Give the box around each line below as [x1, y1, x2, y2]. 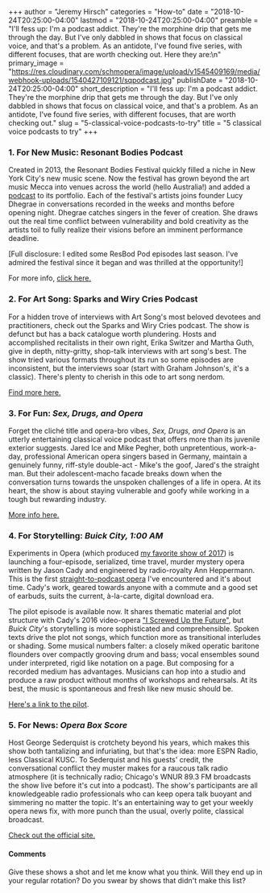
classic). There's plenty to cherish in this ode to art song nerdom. [8, 372, 226, 381]
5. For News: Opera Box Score [8, 720, 127, 731]
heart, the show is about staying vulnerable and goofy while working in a [8, 485, 250, 495]
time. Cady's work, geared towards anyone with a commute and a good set [8, 583, 258, 592]
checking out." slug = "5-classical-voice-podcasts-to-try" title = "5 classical [8, 118, 262, 127]
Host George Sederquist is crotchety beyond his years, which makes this [8, 737, 250, 748]
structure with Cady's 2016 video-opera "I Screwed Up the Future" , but [8, 616, 244, 625]
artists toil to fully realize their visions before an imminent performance [8, 225, 243, 235]
